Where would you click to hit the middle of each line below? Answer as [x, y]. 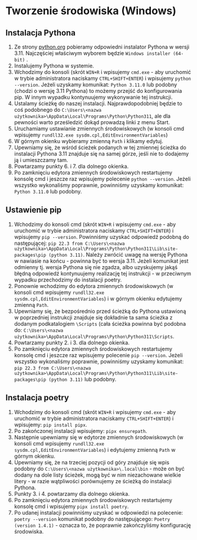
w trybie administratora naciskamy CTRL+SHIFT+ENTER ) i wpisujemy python [102, 78]
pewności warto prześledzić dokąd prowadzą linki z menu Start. [92, 122]
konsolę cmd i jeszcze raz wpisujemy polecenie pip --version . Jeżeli [98, 355]
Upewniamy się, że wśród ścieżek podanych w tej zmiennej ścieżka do [100, 147]
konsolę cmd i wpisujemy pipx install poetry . [71, 506]
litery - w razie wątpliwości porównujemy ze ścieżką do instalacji [93, 481]
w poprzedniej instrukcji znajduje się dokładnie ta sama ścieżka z [93, 317]
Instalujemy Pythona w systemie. [54, 66]
